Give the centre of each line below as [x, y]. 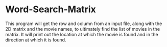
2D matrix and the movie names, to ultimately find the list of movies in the [82, 29]
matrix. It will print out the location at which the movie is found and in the [82, 34]
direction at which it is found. [36, 40]
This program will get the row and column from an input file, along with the [84, 24]
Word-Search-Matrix [51, 9]
